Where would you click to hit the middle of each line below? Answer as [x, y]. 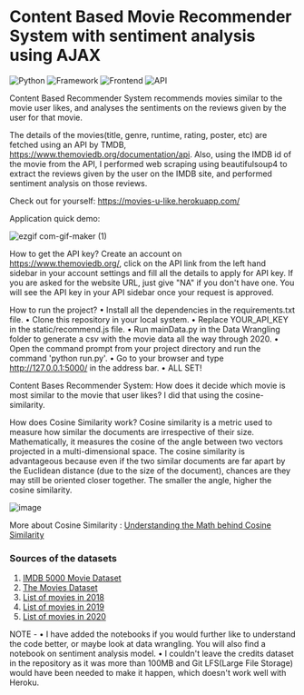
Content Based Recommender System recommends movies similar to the [146, 98]
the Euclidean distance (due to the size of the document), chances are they [150, 471]
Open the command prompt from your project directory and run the [135, 348]
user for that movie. [46, 117]
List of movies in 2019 [64, 607]
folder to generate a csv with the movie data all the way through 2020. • [144, 339]
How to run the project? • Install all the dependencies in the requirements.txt [152, 310]
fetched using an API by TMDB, [68, 144]
